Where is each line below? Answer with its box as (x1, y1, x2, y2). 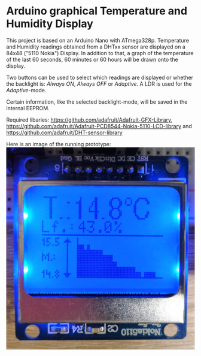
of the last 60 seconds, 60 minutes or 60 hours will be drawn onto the (6, 56, 178, 63)
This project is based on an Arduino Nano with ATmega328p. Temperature (6, 37, 190, 44)
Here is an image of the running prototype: (6, 140, 111, 147)
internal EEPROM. (6, 104, 50, 111)
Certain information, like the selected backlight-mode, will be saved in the (6, 98, 188, 105)
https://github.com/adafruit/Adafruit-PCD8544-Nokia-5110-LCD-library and (6, 122, 193, 129)
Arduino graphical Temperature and (6, 4, 187, 18)
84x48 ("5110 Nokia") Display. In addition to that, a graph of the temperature (6, 49, 194, 56)
